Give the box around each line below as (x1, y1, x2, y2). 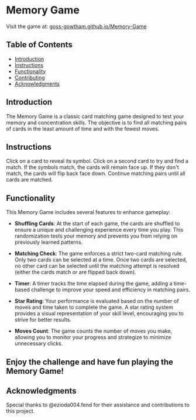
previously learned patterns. (14, 239, 83, 246)
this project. (6, 408, 35, 415)
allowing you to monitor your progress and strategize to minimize (14, 334, 171, 341)
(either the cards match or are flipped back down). (14, 268, 136, 276)
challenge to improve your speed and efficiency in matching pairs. (31, 286, 191, 293)
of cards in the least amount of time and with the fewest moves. (6, 125, 160, 132)
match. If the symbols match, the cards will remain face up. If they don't (6, 164, 180, 171)
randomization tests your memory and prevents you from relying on (14, 232, 177, 240)
